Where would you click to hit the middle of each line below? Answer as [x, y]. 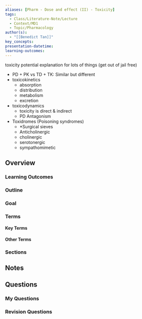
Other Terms [18, 239]
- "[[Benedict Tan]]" [32, 37]
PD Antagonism [35, 116]
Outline [14, 190]
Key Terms [16, 228]
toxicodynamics [28, 106]
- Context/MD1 [24, 23]
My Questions [22, 299]
